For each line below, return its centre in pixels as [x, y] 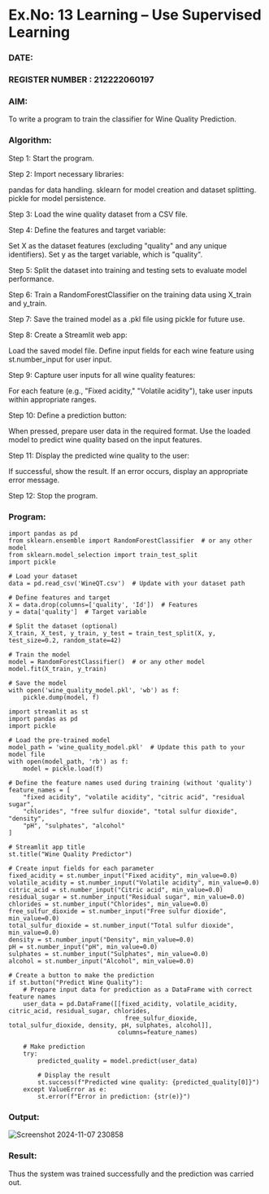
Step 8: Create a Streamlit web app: [68, 335]
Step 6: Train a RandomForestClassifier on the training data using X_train [130, 294]
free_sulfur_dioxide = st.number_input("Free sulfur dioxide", [118, 911]
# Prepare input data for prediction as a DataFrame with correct [138, 990]
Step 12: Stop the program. [53, 495]
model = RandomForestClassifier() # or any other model [107, 661]
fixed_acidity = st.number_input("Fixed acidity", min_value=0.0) [123, 876]
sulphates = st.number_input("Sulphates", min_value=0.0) [108, 954]
